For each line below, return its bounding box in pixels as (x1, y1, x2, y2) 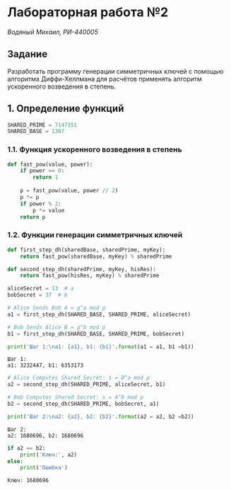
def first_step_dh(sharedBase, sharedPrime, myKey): (7, 246, 166, 253)
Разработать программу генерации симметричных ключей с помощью (7, 67, 224, 75)
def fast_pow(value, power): (7, 161, 93, 168)
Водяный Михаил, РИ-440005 (7, 28, 98, 36)
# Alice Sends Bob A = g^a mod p (7, 304, 106, 312)
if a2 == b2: (7, 444, 46, 452)
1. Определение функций (7, 103, 124, 115)
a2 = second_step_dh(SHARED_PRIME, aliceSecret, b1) (7, 381, 166, 388)
